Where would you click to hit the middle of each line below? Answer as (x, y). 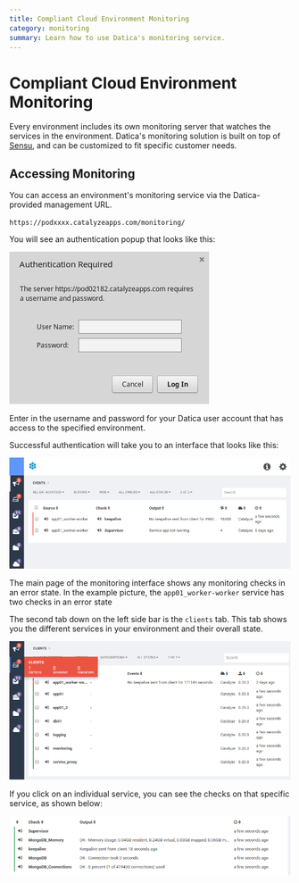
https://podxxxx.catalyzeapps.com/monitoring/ (97, 223)
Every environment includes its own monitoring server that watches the (140, 127)
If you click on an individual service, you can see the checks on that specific (149, 794)
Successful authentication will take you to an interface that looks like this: (144, 446)
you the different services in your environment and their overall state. (136, 629)
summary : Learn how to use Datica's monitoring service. (117, 37)
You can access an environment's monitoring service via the (120, 196)
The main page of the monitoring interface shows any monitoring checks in (147, 583)
